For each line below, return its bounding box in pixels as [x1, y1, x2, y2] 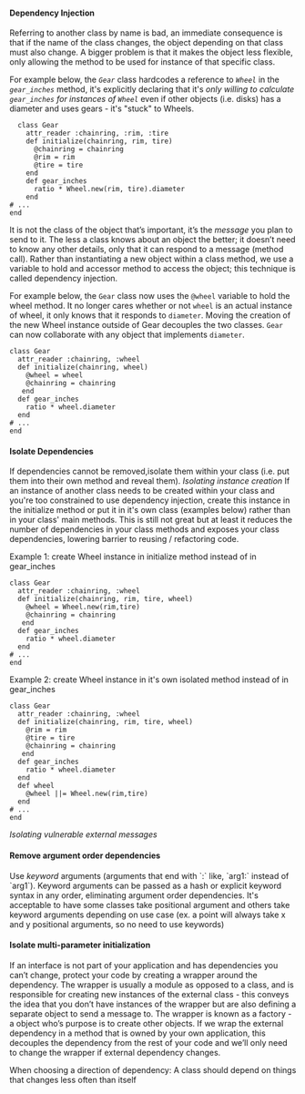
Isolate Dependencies [9, 445, 94, 456]
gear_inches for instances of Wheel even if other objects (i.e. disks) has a [9, 94, 281, 105]
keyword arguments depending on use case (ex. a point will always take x [9, 909, 286, 920]
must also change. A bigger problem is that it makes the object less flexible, [9, 46, 293, 58]
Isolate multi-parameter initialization [9, 939, 151, 951]
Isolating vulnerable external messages [9, 829, 158, 840]
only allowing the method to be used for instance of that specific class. [9, 56, 276, 67]
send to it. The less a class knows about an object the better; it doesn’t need [9, 234, 296, 245]
